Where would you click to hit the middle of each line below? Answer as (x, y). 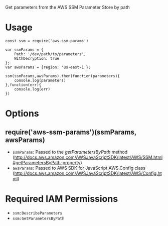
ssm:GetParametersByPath (38, 218)
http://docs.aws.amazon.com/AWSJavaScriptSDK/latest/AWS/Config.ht (88, 173)
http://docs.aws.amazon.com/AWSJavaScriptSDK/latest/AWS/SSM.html (89, 157)
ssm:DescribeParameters (37, 213)
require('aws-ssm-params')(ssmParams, (71, 132)
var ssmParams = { (24, 50)
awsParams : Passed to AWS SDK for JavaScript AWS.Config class (79, 168)
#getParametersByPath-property (46, 162)
